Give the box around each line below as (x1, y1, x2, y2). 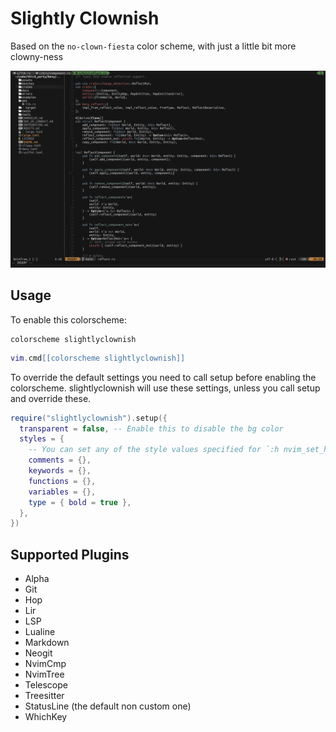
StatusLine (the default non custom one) (24, 700, 192, 712)
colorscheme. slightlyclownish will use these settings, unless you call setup (10, 382, 321, 394)
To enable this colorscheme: (10, 313, 127, 326)
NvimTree (24, 668, 65, 681)
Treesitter (24, 690, 65, 702)
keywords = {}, (28, 466, 92, 476)
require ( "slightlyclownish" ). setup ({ (10, 413, 168, 423)
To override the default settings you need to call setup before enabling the (10, 371, 317, 383)
